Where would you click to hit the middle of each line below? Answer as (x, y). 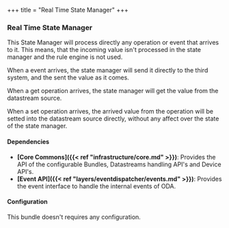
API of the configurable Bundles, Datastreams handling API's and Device (119, 164)
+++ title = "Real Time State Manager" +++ (68, 10)
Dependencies (28, 141)
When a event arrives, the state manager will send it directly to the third (108, 71)
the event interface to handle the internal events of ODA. (96, 186)
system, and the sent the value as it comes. (68, 77)
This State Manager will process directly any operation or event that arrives (113, 42)
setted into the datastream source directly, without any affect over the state (113, 118)
